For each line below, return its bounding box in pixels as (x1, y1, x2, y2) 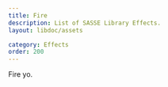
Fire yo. (8, 70, 33, 79)
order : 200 (8, 48, 44, 56)
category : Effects (8, 40, 69, 48)
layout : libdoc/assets (8, 26, 83, 34)
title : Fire (8, 11, 48, 20)
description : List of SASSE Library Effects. (8, 19, 161, 27)
